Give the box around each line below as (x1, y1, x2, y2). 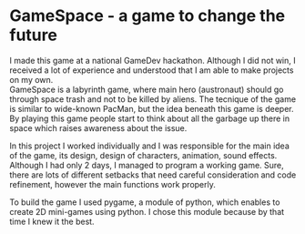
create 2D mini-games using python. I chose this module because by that (9, 206, 285, 217)
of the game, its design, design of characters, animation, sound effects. (9, 149, 278, 160)
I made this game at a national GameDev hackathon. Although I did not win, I (9, 55, 296, 66)
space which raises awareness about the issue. (9, 122, 188, 133)
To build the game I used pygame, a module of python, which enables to (9, 197, 280, 208)
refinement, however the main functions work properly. (9, 178, 216, 189)
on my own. (9, 74, 54, 85)
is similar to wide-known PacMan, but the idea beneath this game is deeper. (9, 103, 294, 114)
